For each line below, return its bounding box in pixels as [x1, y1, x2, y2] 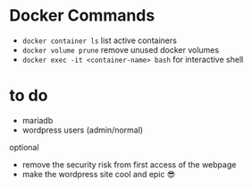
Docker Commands [9, 5, 155, 26]
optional [9, 141, 39, 152]
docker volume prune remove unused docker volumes [21, 44, 220, 55]
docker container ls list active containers [21, 35, 177, 46]
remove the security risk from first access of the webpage [21, 158, 237, 170]
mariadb [21, 115, 54, 125]
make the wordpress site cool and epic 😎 [21, 168, 176, 179]
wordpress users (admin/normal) [21, 124, 144, 135]
